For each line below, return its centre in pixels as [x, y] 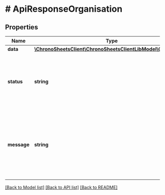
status [15, 82]
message [18, 145]
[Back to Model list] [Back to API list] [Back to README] [61, 187]
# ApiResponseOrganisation [64, 9]
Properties [22, 27]
